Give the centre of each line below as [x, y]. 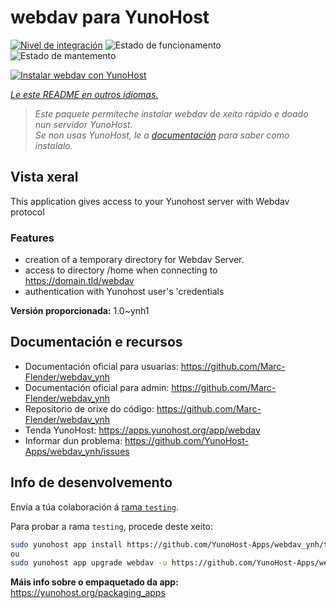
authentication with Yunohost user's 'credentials [124, 292]
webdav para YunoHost [110, 17]
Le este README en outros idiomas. [84, 94]
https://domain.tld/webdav [79, 281]
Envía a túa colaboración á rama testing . [94, 507]
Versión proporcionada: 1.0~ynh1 [80, 311]
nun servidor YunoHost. [83, 124]
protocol [27, 212]
